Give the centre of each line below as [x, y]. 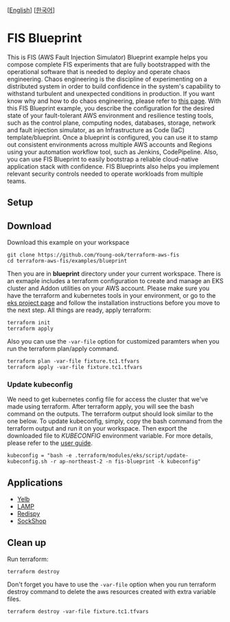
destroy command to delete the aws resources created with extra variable [112, 592]
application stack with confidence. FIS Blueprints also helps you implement [113, 166]
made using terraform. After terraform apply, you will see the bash [101, 407]
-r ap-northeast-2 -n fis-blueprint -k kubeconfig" [126, 462]
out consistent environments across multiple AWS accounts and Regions [110, 144]
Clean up [27, 543]
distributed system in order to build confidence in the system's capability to [114, 86]
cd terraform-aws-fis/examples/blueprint [67, 261]
